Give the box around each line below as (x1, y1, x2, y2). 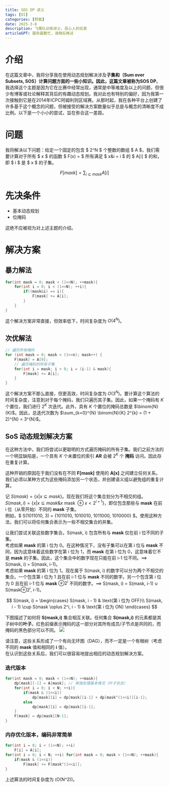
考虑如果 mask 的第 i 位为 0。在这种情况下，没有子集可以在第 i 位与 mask (5, 542, 158, 548)
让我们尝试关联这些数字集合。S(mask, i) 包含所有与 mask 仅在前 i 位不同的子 (5, 530, 164, 536)
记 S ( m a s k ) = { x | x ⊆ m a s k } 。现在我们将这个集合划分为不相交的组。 (5, 493, 146, 499)
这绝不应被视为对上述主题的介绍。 (5, 225, 76, 231)
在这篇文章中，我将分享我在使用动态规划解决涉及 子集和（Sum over (5, 72, 145, 78)
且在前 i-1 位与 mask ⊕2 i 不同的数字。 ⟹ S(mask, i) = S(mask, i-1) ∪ (15, 579, 158, 586)
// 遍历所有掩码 (5, 348, 35, 353)
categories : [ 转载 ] (5, 17, 45, 22)
